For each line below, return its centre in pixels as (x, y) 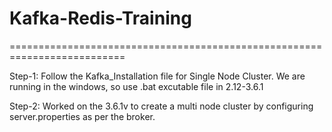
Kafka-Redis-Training (100, 18)
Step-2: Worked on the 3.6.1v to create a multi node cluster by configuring (161, 106)
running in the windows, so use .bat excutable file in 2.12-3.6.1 (136, 86)
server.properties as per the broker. (82, 116)
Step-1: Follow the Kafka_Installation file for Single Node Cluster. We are (157, 76)
